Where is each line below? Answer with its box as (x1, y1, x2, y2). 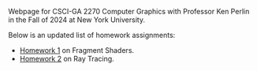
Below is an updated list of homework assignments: (8, 31, 176, 39)
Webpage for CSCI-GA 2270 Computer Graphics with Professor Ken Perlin (8, 7, 250, 16)
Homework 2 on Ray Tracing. (19, 54, 114, 63)
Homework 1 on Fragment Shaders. (19, 46, 135, 54)
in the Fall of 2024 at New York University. (8, 15, 146, 24)
